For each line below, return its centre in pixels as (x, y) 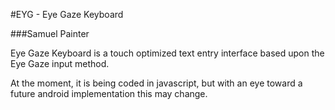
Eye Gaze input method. (60, 63)
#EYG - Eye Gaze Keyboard (67, 14)
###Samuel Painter (50, 33)
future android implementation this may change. (109, 93)
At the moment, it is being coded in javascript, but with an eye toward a (156, 83)
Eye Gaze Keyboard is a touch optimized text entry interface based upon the (167, 53)
